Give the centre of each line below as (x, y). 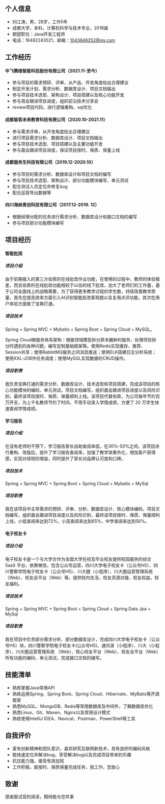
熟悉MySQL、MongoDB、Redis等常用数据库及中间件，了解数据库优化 (82, 706)
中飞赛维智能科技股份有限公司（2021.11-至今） (52, 71)
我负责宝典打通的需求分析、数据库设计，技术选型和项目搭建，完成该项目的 (80, 383)
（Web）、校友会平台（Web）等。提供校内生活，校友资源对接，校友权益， (80, 577)
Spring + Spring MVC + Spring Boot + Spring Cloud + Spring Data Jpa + (78, 609)
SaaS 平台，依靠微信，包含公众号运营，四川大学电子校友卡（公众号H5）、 (79, 565)
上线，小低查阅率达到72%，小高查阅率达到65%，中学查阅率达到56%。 (77, 521)
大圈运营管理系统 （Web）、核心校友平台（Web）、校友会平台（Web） (89, 651)
